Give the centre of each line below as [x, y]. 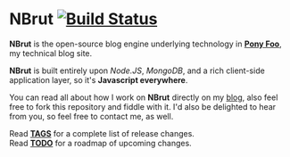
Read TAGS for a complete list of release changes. [102, 133]
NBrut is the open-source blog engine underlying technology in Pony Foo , [146, 44]
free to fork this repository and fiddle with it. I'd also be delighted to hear [143, 106]
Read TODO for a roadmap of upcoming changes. [100, 143]
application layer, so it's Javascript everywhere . [99, 79]
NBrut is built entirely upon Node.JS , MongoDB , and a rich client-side [137, 70]
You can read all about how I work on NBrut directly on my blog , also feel [144, 97]
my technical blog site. [51, 53]
